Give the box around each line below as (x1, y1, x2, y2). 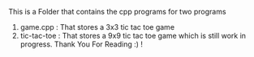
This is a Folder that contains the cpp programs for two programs (8, 7, 226, 16)
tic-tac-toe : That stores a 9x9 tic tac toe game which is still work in (19, 31, 246, 40)
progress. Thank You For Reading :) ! (19, 39, 144, 49)
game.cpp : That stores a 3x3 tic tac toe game (19, 22, 175, 31)
